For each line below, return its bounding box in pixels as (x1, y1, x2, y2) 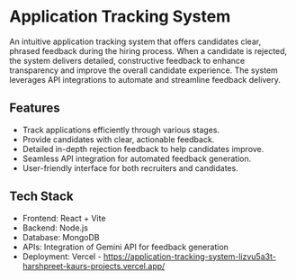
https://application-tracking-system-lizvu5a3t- (103, 250, 276, 262)
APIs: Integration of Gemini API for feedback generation (22, 241, 229, 252)
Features (9, 101, 60, 116)
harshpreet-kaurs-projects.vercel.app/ (22, 260, 166, 271)
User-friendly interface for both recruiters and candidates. (22, 162, 238, 173)
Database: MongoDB (22, 231, 100, 242)
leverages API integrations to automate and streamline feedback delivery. (9, 74, 282, 85)
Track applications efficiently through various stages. (22, 124, 220, 135)
